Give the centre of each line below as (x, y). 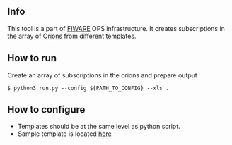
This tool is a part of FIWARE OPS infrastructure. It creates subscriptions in (116, 28)
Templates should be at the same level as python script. (99, 127)
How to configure (46, 109)
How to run (32, 58)
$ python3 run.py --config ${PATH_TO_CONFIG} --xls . (88, 88)
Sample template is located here (64, 134)
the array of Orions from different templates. (72, 36)
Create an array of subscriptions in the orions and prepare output (103, 75)
